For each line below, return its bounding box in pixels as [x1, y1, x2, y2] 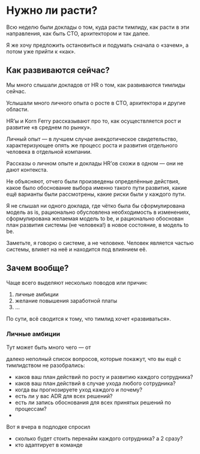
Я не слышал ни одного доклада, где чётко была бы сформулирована [6, 202, 185, 209]
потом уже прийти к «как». [6, 47, 76, 55]
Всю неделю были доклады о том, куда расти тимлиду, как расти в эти [6, 23, 190, 31]
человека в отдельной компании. [6, 148, 92, 155]
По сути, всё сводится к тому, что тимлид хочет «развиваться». [6, 315, 171, 322]
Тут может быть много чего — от [6, 344, 91, 351]
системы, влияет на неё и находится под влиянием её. [6, 246, 147, 253]
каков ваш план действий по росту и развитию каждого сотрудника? [14, 373, 193, 380]
